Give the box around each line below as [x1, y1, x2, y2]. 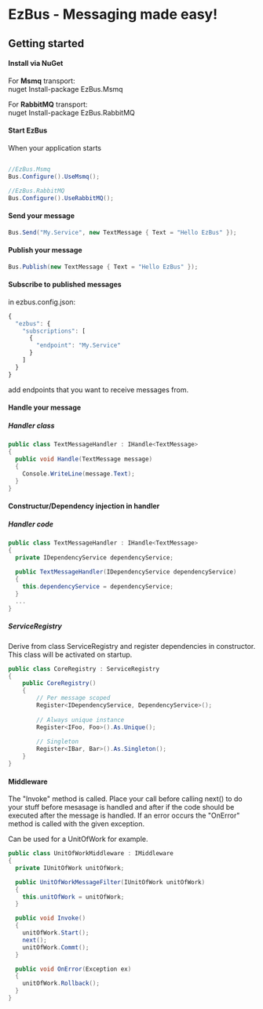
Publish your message [8, 246, 82, 255]
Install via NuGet [8, 59, 64, 68]
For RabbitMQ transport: [8, 100, 88, 109]
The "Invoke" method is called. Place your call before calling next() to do [8, 794, 243, 803]
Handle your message [8, 403, 82, 413]
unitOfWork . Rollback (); [22, 979, 100, 988]
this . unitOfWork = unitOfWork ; [22, 893, 125, 901]
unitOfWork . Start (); [22, 929, 89, 937]
